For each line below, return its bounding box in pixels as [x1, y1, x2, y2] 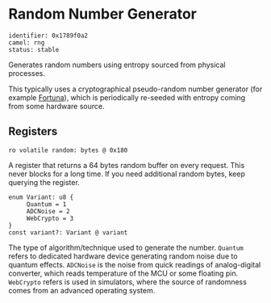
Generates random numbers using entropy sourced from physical [8, 60, 226, 69]
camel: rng [8, 38, 45, 47]
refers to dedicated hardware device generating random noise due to [8, 251, 238, 261]
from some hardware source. [8, 101, 105, 111]
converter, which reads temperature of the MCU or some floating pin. [8, 268, 239, 278]
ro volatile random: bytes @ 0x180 [8, 146, 128, 154]
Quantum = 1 [26, 200, 67, 208]
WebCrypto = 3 [26, 214, 74, 222]
